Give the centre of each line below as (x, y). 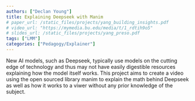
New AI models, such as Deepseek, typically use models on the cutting (92, 60)
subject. (16, 92)
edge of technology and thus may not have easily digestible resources (91, 67)
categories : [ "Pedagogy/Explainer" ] (51, 44)
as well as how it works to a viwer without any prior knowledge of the (90, 85)
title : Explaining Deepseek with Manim (55, 17)
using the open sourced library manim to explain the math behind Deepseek (97, 79)
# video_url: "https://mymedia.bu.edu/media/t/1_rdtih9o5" (80, 28)
